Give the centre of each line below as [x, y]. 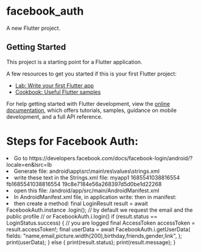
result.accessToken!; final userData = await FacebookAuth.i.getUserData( [98, 229]
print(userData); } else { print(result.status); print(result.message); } [91, 242]
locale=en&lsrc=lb [29, 164]
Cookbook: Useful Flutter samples [58, 92]
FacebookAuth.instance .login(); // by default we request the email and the [100, 210]
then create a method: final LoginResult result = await [81, 203]
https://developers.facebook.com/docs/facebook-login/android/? [111, 158]
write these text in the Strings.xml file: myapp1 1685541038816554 [97, 177]
